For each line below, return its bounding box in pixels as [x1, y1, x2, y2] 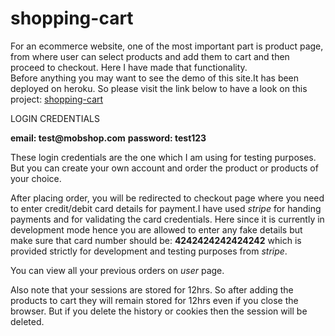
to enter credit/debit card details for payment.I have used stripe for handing [10, 202, 322, 214]
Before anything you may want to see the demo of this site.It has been [10, 72, 300, 84]
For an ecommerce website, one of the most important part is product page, [10, 40, 324, 52]
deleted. [10, 315, 45, 327]
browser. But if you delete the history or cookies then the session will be [10, 305, 308, 317]
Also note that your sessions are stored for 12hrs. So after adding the [10, 283, 294, 296]
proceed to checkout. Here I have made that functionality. [10, 61, 248, 73]
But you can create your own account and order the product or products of [10, 162, 319, 174]
